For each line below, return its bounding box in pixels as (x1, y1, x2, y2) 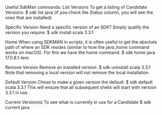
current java (5, 105, 30, 110)
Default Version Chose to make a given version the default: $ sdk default (5, 79, 153, 85)
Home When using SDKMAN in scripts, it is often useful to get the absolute (5, 39, 157, 45)
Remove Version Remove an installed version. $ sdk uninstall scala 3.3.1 (5, 64, 151, 70)
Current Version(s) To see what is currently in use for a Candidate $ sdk (5, 99, 152, 105)
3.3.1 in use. (5, 90, 29, 95)
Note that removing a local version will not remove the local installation (5, 70, 149, 76)
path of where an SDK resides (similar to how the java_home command (5, 44, 150, 50)
